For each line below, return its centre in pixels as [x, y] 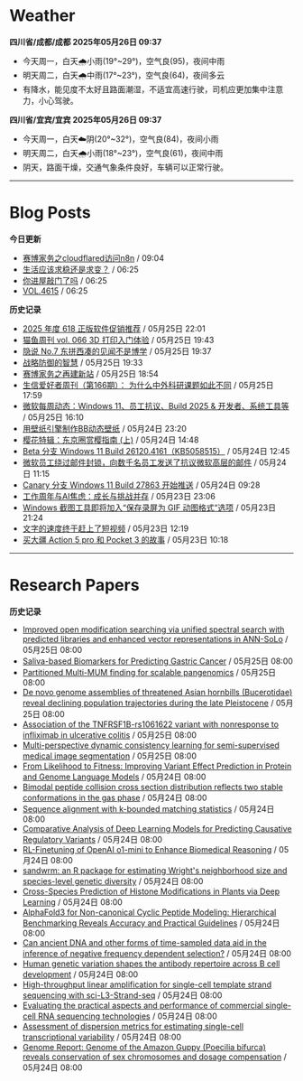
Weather [42, 16]
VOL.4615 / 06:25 [55, 291]
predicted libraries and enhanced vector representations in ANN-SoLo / [155, 638]
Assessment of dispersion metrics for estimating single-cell [133, 1026]
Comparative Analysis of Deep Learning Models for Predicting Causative [157, 828]
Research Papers [74, 586]
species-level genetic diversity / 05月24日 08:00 [113, 881]
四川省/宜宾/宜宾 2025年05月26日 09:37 [86, 119]
